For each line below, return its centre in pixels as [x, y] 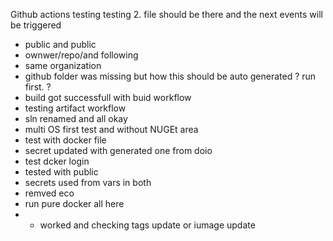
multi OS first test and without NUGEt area [111, 129]
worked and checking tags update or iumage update [147, 225]
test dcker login [57, 161]
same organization [63, 65]
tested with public [61, 172]
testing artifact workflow [75, 108]
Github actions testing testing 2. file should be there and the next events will [166, 14]
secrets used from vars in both [88, 182]
